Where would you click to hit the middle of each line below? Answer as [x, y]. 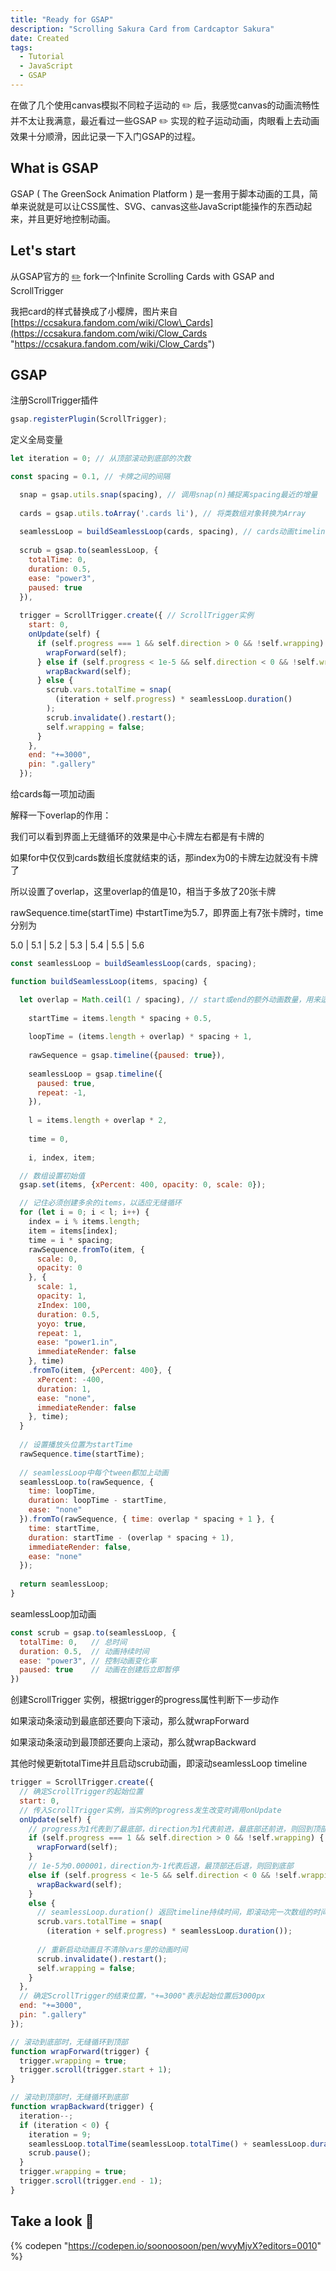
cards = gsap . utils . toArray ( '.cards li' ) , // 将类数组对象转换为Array [163, 513]
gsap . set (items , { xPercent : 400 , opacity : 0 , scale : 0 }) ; [143, 1185]
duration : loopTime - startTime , [98, 1501]
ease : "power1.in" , [77, 1342]
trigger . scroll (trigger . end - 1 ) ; [91, 2181]
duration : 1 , [64, 1389]
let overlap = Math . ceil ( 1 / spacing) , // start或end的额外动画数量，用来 [170, 999]
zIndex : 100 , [64, 1305]
